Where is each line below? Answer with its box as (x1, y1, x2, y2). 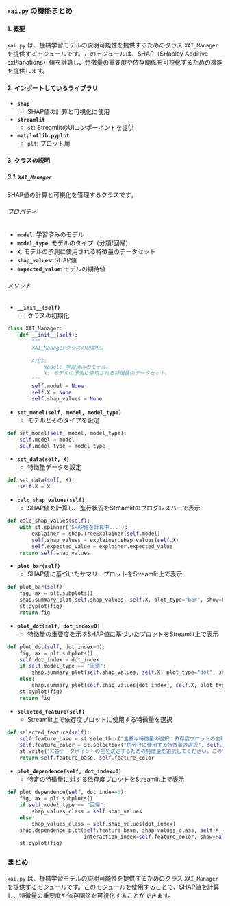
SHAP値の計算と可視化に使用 (27, 108, 110, 116)
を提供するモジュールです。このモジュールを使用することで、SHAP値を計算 (7, 883, 220, 891)
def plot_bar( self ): (7, 584, 66, 591)
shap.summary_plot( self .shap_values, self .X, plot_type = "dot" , (31, 669, 216, 676)
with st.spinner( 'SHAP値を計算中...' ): (19, 524, 128, 531)
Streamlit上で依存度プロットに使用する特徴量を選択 (27, 715, 172, 723)
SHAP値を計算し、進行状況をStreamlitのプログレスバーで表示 (27, 503, 201, 512)
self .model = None (31, 383, 84, 389)
